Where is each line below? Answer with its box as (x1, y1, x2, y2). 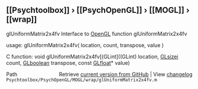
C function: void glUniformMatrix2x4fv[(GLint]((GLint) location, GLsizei (6, 53, 178, 60)
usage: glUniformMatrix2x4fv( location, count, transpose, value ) (6, 41, 164, 48)
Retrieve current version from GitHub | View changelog (59, 71, 193, 78)
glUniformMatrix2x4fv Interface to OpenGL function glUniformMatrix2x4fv (6, 30, 187, 37)
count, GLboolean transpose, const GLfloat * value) (6, 59, 130, 66)
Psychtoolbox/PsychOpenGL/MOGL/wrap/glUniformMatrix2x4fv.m (6, 77, 158, 83)
